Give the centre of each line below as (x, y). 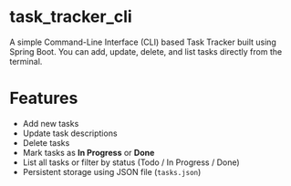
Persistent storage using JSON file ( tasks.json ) (112, 171)
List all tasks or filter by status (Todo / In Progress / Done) (131, 162)
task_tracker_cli (71, 17)
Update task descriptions (70, 133)
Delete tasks (46, 142)
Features (44, 98)
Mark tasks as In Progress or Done (88, 152)
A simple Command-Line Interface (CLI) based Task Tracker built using (143, 42)
